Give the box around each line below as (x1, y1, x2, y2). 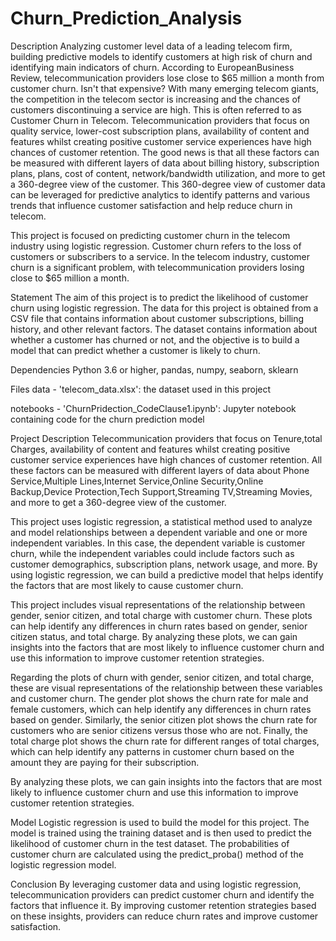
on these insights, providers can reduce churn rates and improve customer (10, 910, 319, 922)
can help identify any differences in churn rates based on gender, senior (10, 620, 308, 632)
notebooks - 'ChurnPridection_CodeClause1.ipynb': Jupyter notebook (10, 402, 297, 414)
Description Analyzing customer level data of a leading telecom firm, (10, 40, 293, 52)
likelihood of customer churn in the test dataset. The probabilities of (10, 837, 290, 849)
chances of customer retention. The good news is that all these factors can (10, 146, 320, 158)
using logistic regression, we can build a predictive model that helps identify (10, 568, 324, 581)
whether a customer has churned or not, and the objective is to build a (10, 333, 300, 346)
